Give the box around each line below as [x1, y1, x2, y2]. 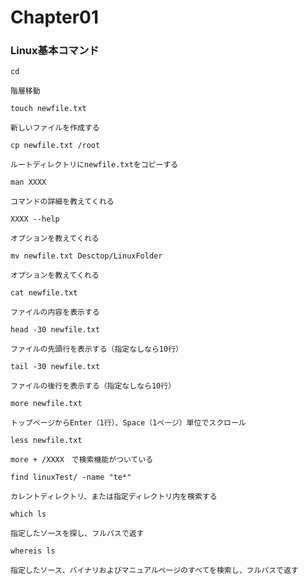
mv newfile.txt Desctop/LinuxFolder [10, 251, 163, 261]
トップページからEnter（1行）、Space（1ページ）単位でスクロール [10, 418, 247, 428]
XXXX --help [10, 214, 60, 225]
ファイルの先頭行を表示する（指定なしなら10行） [10, 344, 183, 355]
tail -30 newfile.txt [10, 362, 101, 372]
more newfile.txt [10, 399, 83, 409]
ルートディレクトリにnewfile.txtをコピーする [10, 160, 179, 170]
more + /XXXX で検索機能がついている [10, 455, 154, 465]
